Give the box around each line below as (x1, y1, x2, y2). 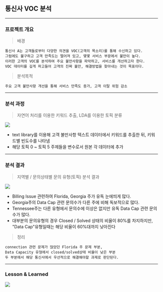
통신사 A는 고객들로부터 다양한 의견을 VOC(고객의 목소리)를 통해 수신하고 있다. (5, 49, 143, 53)
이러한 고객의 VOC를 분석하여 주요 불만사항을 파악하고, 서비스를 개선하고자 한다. (5, 59, 146, 64)
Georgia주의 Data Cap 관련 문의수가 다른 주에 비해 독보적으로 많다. (12, 199, 140, 205)
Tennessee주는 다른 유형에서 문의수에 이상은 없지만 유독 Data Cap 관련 (12, 206, 148, 211)
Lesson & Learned (5, 271, 49, 277)
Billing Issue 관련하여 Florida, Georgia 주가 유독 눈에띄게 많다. (12, 193, 131, 199)
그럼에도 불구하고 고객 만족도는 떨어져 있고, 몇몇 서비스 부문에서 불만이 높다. (5, 54, 141, 59)
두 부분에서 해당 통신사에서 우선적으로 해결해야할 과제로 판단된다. (5, 255, 119, 260)
